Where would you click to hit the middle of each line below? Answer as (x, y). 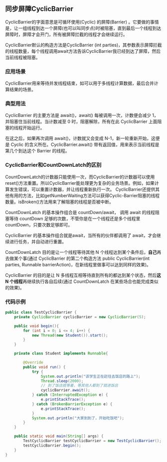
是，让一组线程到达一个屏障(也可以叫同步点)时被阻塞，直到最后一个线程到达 (83, 28)
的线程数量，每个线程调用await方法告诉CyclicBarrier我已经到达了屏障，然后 (83, 51)
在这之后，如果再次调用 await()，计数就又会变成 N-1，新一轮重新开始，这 (80, 138)
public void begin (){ (36, 326)
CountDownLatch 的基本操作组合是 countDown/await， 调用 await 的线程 (80, 212)
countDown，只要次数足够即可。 (39, 225)
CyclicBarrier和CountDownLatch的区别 (53, 165)
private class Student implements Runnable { (61, 353)
